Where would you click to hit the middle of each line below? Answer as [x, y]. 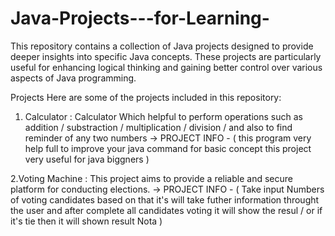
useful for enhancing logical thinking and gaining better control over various [166, 67]
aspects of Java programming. [73, 78]
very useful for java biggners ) [87, 159]
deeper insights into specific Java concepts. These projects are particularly [166, 56]
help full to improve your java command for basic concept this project [168, 148]
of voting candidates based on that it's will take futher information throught [165, 199]
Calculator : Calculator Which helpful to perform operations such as [163, 116]
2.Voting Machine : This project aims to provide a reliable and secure [151, 178]
